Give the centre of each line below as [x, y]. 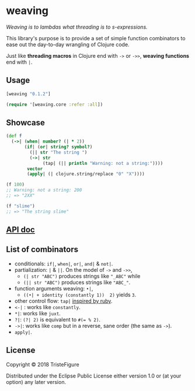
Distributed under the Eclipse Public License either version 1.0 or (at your [94, 376]
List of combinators [42, 250]
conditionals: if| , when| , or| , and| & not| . [64, 264]
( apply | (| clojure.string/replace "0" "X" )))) [86, 174]
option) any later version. [36, 382]
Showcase [26, 122]
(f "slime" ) [20, 206]
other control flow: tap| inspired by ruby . [63, 301]
